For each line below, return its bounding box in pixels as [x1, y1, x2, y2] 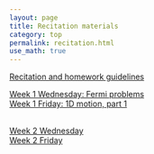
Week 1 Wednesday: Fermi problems [9, 89, 145, 100]
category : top [9, 30, 63, 39]
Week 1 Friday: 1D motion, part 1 [9, 98, 128, 109]
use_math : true [9, 47, 67, 56]
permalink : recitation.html [9, 38, 115, 48]
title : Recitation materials [9, 22, 119, 31]
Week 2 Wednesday [9, 125, 84, 136]
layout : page [9, 13, 59, 23]
